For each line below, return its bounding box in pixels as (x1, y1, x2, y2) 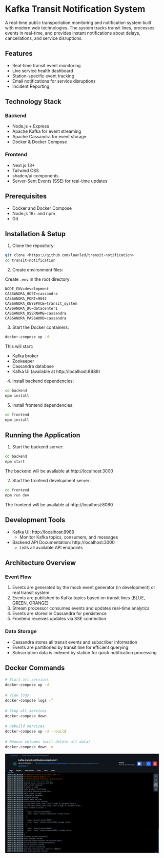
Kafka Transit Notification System (5, 3, 145, 15)
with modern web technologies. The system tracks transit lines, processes (5, 25, 155, 30)
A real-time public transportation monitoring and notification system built (5, 20, 152, 25)
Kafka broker (12, 353, 39, 359)
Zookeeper (12, 358, 35, 364)
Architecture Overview (5, 559, 76, 567)
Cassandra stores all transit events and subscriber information (12, 639, 138, 645)
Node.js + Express (12, 123, 50, 129)
